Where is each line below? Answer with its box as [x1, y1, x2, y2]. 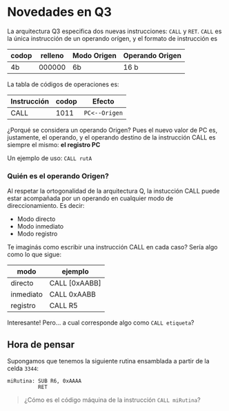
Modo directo [17, 215, 56, 223]
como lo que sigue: [7, 250, 62, 259]
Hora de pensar [7, 338, 75, 350]
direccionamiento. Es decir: [7, 202, 85, 210]
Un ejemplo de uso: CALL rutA [7, 153, 92, 162]
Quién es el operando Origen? [7, 171, 109, 180]
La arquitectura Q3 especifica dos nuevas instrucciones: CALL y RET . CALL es [7, 27, 222, 35]
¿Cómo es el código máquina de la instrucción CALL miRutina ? [23, 396, 201, 404]
